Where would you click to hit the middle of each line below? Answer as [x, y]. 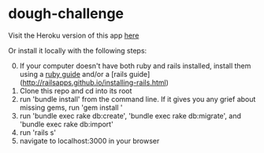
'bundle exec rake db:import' [67, 124]
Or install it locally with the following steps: [78, 50]
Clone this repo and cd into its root [76, 90]
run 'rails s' [38, 132]
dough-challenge [66, 14]
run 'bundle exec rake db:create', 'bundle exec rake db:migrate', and [130, 115]
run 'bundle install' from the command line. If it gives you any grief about [138, 99]
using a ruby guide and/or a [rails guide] [85, 74]
